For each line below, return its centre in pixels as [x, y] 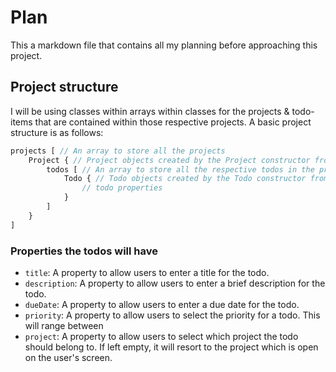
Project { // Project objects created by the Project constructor [169, 160]
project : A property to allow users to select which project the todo [161, 336]
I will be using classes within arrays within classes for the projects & [150, 111]
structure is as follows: [57, 132]
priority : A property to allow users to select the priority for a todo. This [172, 315]
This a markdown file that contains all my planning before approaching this [164, 45]
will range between [64, 325]
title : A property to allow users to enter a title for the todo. [147, 272]
